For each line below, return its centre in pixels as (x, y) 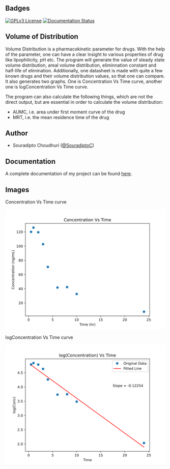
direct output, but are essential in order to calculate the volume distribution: (84, 102)
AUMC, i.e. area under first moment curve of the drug (69, 112)
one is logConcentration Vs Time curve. (47, 86)
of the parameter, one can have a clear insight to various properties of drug (84, 54)
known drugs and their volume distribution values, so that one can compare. (85, 76)
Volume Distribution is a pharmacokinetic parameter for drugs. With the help (85, 49)
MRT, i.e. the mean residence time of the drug (61, 117)
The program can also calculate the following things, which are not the (79, 97)
